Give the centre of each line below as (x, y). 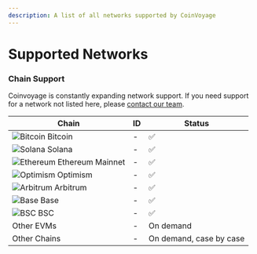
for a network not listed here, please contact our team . (96, 104)
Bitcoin (60, 136)
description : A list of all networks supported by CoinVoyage (112, 15)
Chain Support (37, 78)
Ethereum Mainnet (92, 162)
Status (197, 124)
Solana (60, 150)
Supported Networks (78, 54)
